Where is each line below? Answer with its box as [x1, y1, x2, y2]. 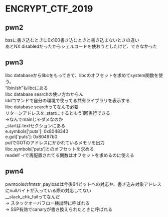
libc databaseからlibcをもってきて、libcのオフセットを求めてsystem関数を [5, 72, 159, 78]
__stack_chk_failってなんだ [5, 193, 60, 199]
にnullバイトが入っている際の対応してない [5, 187, 92, 193]
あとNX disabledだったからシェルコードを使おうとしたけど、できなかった [5, 43, 157, 49]
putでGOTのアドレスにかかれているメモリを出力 [5, 139, 105, 146]
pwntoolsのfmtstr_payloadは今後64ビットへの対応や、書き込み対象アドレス [5, 181, 162, 187]
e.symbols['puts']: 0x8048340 [5, 128, 69, 134]
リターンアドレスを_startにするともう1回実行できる [5, 110, 110, 116]
